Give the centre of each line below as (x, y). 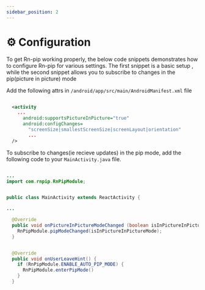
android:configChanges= (53, 124)
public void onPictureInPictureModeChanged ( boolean (80, 226)
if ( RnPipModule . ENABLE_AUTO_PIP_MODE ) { (70, 264)
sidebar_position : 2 (33, 12)
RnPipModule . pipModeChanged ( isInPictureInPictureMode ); (90, 231)
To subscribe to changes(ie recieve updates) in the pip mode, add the (94, 153)
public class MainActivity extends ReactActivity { (73, 198)
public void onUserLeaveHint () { (54, 259)
